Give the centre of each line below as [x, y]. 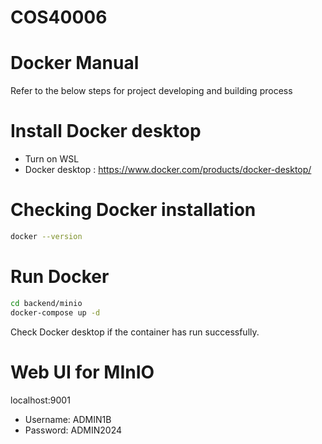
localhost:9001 [40, 400]
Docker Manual [75, 63]
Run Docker [60, 277]
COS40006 [59, 17]
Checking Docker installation [133, 210]
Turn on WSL [52, 159]
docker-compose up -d [55, 312]
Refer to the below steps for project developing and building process [151, 91]
